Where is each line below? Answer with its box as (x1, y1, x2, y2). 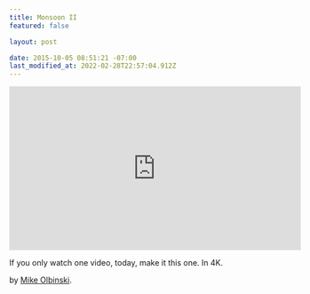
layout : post (9, 37, 58, 46)
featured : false (9, 21, 69, 30)
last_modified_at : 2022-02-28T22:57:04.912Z (9, 61, 177, 71)
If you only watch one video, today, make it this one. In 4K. (9, 258, 224, 268)
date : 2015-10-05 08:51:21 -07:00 (9, 53, 138, 62)
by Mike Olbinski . (9, 274, 73, 285)
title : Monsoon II (9, 12, 77, 22)
